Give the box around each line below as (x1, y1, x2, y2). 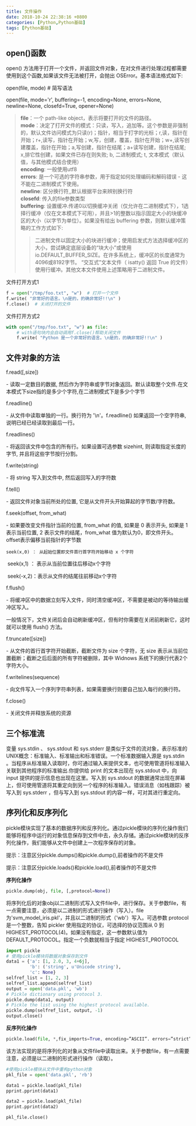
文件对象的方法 (6, 353, 60, 363)
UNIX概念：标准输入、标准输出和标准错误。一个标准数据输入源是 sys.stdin (6, 752, 185, 759)
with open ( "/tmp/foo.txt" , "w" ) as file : (6, 324, 108, 330)
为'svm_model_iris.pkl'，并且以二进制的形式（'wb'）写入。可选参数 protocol (6, 914, 189, 921)
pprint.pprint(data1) (6, 1088, 59, 1094)
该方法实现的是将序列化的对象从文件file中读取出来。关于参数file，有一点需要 (6, 1047, 190, 1055)
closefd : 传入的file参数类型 (20, 195, 86, 202)
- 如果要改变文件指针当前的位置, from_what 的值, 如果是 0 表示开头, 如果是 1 (6, 522, 188, 529)
